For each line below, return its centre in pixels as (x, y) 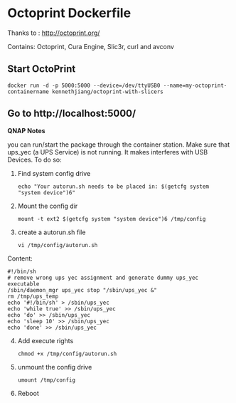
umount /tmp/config (47, 380)
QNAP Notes (26, 130)
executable (23, 284)
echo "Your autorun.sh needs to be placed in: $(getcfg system (113, 187)
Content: (20, 258)
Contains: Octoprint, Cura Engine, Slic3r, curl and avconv (91, 46)
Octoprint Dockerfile (69, 13)
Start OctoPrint (42, 69)
